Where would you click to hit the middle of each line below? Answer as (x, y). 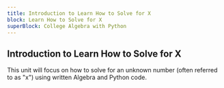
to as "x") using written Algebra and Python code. (77, 77)
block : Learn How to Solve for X (55, 20)
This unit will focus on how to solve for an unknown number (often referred (112, 70)
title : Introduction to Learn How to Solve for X (79, 13)
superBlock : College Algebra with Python (67, 26)
